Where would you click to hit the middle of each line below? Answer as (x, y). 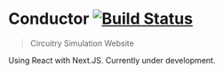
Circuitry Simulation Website (82, 43)
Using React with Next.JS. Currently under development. (112, 60)
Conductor (49, 19)
